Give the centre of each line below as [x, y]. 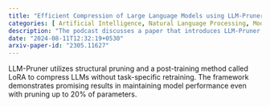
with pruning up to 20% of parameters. [73, 94]
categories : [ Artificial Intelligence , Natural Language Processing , [129, 23]
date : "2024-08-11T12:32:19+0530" [66, 38]
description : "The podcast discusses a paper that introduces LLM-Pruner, [136, 31]
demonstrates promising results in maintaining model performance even [127, 86]
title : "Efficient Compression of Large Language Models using [117, 16]
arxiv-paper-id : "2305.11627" [59, 46]
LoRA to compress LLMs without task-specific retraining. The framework [129, 77]
